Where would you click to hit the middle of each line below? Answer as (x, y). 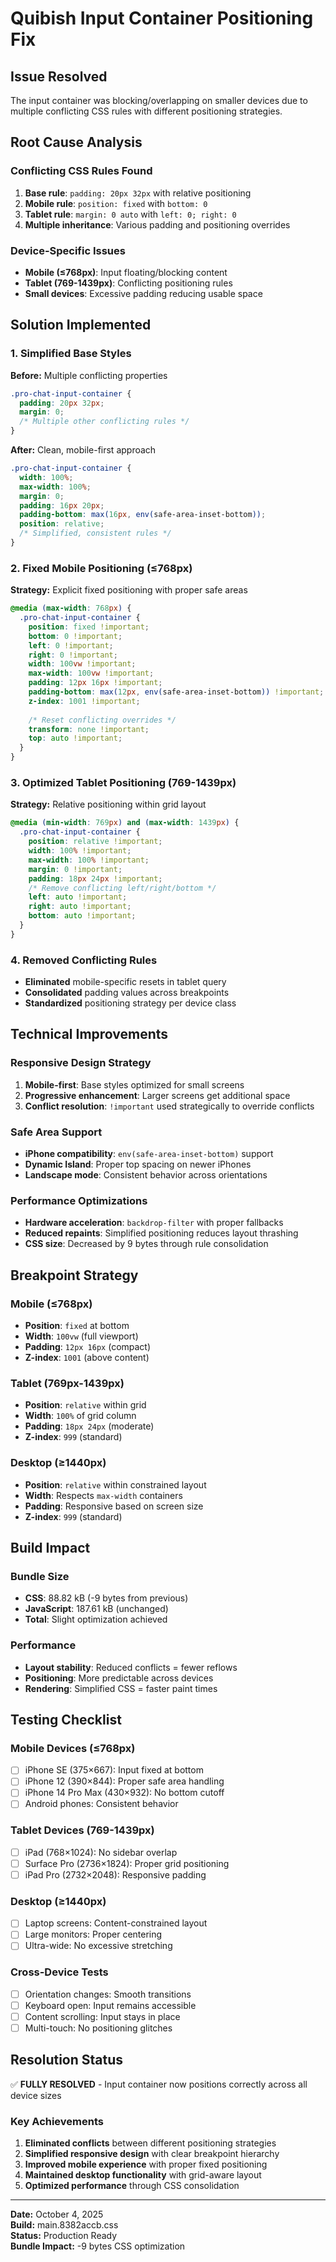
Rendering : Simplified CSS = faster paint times (121, 1688)
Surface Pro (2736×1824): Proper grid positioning (127, 1863)
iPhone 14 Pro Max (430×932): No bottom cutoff (124, 1793)
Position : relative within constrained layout (115, 1484)
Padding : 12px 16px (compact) (88, 1347)
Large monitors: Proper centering (93, 1934)
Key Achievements (57, 2121)
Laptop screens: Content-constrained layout (116, 1923)
